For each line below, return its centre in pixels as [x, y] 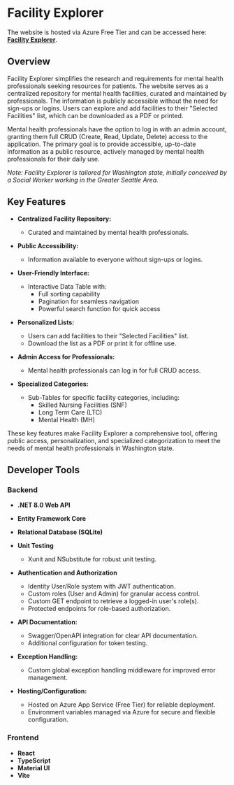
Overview [29, 62]
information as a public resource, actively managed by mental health [106, 151]
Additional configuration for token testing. [88, 643]
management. [47, 678]
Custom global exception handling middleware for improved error [122, 670]
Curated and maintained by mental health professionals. [108, 232]
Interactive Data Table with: [67, 286]
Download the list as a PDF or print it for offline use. [102, 343]
